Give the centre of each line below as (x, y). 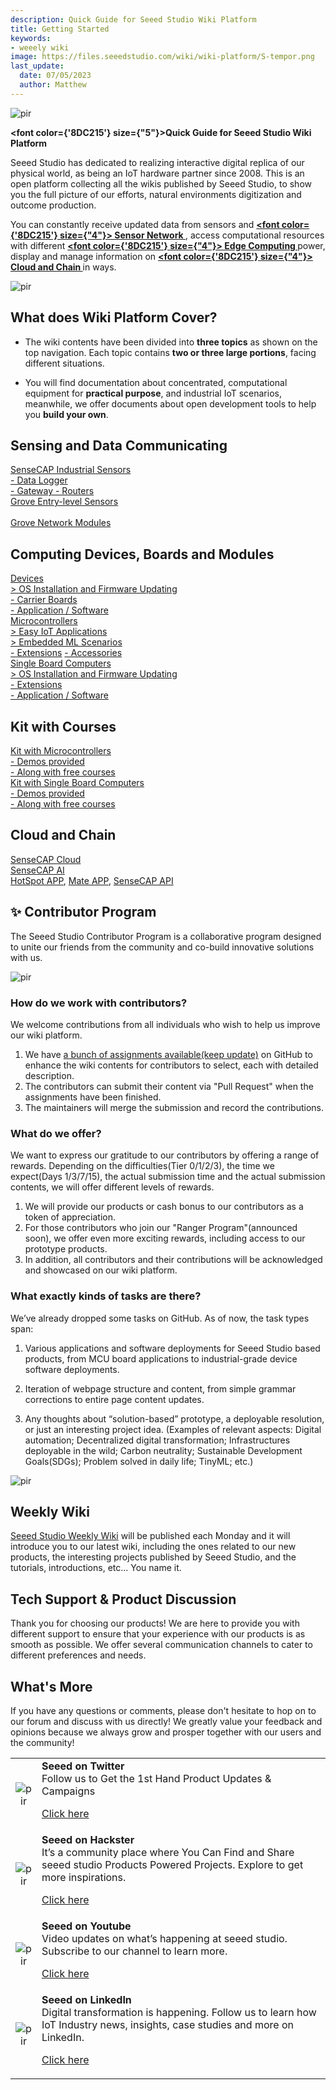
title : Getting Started (60, 29)
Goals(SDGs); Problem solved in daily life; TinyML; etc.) (139, 1461)
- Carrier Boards (44, 600)
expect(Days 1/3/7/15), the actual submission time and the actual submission (168, 1177)
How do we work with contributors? (99, 1003)
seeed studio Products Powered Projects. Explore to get (172, 1864)
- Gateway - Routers (52, 491)
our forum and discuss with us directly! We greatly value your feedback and (166, 1721)
